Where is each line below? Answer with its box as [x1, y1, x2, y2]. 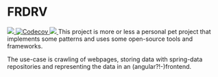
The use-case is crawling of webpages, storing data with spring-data [7, 55, 203, 63]
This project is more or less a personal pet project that [58, 27, 211, 35]
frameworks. [7, 42, 43, 50]
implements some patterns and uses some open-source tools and [7, 35, 193, 43]
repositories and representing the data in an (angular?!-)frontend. [7, 62, 192, 70]
